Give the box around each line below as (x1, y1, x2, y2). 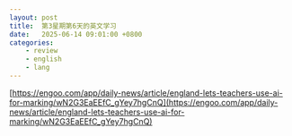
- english (25, 55, 63, 64)
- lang (25, 64, 50, 72)
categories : (9, 38, 54, 47)
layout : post (9, 13, 58, 22)
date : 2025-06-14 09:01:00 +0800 (9, 30, 143, 38)
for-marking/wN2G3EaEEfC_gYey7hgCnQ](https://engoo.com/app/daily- (9, 97, 279, 107)
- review (25, 47, 58, 55)
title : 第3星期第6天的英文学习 (9, 21, 117, 30)
